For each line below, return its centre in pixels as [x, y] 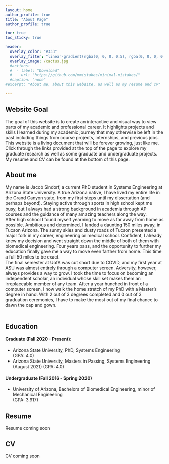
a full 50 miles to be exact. [32, 257]
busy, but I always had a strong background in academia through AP [76, 209]
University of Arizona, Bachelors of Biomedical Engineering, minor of [84, 389]
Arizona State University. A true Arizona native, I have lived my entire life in [82, 192]
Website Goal [27, 109]
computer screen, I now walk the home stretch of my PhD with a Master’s [81, 289]
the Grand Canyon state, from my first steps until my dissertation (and [77, 198]
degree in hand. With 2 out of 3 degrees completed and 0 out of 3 [73, 294]
